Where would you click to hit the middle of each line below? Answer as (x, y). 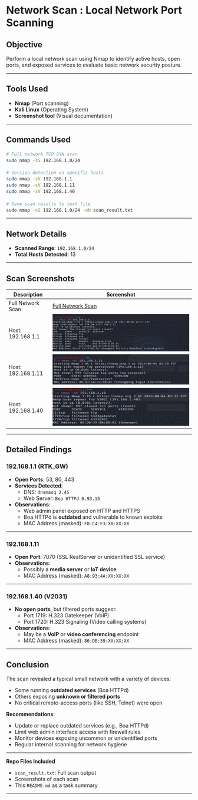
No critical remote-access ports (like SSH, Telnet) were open (88, 703)
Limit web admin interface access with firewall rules (77, 732)
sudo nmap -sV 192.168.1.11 (41, 185)
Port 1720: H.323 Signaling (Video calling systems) (85, 622)
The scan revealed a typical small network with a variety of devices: (89, 679)
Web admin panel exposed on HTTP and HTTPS (82, 511)
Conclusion (28, 665)
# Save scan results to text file (49, 204)
